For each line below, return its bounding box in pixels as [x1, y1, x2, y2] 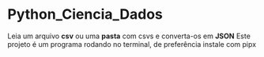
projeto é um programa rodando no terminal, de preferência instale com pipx [7, 39, 257, 48]
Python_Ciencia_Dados [7, 5, 164, 23]
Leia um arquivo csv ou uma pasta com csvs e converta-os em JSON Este [7, 31, 251, 41]
